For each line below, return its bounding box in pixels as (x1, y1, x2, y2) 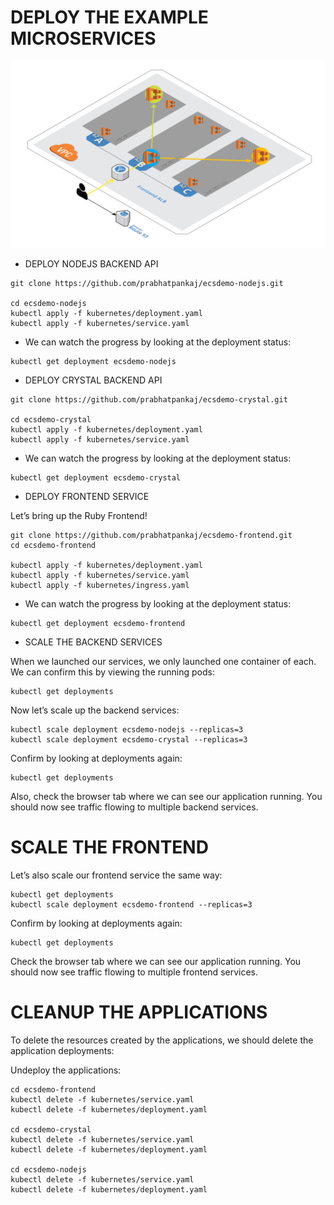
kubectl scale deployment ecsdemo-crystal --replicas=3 (10, 735, 248, 745)
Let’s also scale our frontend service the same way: (10, 869, 223, 881)
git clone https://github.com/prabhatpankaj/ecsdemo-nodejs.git (10, 279, 284, 289)
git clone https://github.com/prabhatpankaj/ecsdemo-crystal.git (10, 395, 288, 405)
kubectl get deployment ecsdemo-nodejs (10, 357, 177, 367)
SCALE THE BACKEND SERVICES (24, 636, 163, 648)
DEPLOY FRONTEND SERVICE (24, 491, 150, 503)
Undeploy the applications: (10, 1064, 122, 1076)
